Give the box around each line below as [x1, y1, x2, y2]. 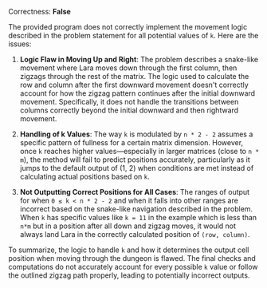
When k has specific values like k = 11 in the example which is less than [19, 213, 257, 222]
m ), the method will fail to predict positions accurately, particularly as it [19, 155, 251, 164]
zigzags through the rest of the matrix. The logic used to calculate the [19, 72, 249, 81]
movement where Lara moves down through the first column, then [19, 63, 238, 73]
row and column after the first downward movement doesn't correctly [19, 80, 249, 89]
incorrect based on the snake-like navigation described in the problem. [19, 204, 253, 214]
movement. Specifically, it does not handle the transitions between [19, 97, 239, 106]
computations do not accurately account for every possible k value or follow [8, 262, 258, 271]
